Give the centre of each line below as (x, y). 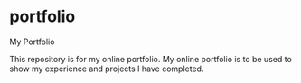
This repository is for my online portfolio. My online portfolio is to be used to (150, 59)
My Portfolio (32, 41)
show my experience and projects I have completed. (107, 69)
